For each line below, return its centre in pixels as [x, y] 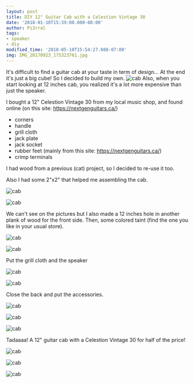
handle [23, 126]
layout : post [22, 11]
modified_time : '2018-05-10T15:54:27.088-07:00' [67, 50]
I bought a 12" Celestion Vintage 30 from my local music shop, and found [94, 102]
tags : [13, 33]
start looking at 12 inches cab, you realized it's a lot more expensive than [94, 84]
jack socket [28, 144]
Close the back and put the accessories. [55, 294]
